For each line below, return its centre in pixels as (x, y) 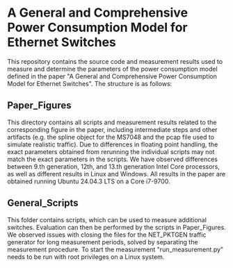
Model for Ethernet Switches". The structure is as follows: (90, 83)
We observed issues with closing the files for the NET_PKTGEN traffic (107, 235)
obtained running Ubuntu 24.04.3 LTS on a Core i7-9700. (89, 181)
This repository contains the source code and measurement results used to (115, 61)
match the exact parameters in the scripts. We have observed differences (112, 159)
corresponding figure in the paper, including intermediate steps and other (112, 129)
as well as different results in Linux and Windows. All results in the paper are (116, 174)
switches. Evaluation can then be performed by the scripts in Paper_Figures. (116, 227)
